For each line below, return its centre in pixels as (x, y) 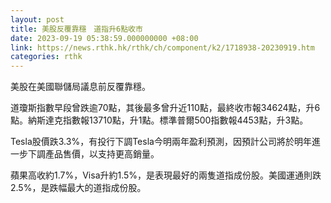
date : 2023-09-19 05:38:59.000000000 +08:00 (104, 38)
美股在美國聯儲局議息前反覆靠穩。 (80, 87)
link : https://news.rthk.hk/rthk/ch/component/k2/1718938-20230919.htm (162, 47)
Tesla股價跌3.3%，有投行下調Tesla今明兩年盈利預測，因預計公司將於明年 (161, 142)
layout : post (37, 19)
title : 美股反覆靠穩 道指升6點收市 (76, 29)
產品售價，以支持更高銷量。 (102, 154)
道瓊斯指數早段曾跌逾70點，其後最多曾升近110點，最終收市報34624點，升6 (165, 108)
